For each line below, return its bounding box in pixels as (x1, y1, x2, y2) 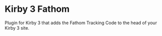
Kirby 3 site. (4, 25, 29, 31)
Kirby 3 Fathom (4, 3, 70, 15)
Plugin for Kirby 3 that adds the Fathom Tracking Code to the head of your (4, 20, 158, 26)
